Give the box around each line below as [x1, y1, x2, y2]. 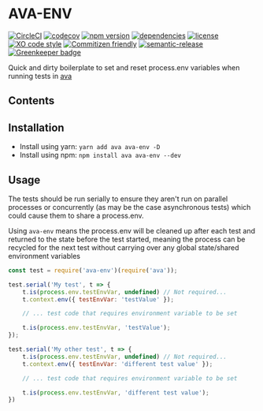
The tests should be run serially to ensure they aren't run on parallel [8, 194, 228, 204]
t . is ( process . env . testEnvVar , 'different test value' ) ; [22, 388, 210, 397]
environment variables [8, 251, 81, 260]
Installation [8, 121, 65, 134]
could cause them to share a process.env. [8, 211, 144, 220]
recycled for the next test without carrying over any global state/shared [8, 242, 239, 252]
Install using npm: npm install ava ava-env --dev [19, 151, 181, 160]
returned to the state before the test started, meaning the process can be [8, 234, 246, 244]
